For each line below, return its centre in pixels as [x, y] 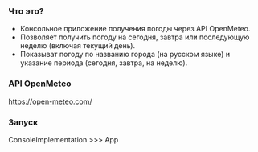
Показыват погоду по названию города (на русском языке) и [125, 55]
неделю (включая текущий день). [77, 46]
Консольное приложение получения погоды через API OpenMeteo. [135, 29]
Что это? [26, 11]
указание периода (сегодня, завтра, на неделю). [104, 63]
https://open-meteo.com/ [50, 101]
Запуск [23, 122]
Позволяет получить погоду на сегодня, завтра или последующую [135, 37]
